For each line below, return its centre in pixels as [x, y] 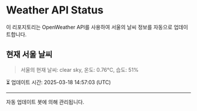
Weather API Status [55, 10]
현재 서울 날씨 [29, 55]
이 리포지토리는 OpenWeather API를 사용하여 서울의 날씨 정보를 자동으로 [89, 27]
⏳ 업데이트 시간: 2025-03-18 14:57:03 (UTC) [59, 82]
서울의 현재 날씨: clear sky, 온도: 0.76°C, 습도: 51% [79, 70]
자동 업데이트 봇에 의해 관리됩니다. [45, 102]
